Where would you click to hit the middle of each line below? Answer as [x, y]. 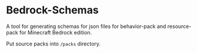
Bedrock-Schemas [52, 10]
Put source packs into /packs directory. [54, 44]
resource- [179, 26]
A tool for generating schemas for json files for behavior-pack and [86, 26]
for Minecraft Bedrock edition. [56, 32]
